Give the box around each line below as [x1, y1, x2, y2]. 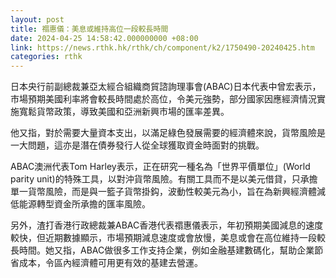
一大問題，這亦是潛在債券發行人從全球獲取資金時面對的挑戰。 [10, 139, 265, 151]
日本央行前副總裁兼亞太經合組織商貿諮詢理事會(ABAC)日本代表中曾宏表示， [10, 81, 322, 93]
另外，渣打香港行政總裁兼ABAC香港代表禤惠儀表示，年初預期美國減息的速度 [10, 219, 324, 231]
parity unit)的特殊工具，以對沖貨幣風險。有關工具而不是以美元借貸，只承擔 [10, 173, 318, 185]
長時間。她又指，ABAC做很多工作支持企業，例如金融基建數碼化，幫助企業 [10, 244, 315, 256]
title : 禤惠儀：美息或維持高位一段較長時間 [10, 24, 169, 34]
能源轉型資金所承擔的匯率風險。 [18, 198, 151, 210]
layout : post [10, 14, 65, 25]
